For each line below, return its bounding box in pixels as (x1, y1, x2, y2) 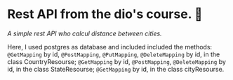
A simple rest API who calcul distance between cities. (7, 29, 163, 38)
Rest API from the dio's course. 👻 (7, 6, 203, 22)
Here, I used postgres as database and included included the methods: (7, 42, 213, 51)
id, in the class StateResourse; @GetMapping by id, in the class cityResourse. (7, 65, 225, 73)
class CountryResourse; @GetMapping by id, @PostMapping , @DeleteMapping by (7, 57, 227, 65)
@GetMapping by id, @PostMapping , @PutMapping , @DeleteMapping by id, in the (7, 50, 220, 58)
